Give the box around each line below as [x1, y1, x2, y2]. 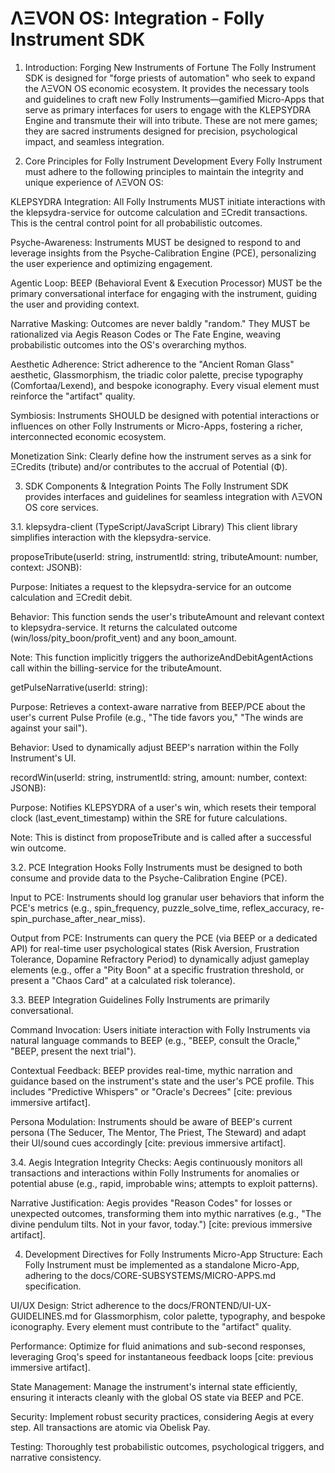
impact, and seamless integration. [24, 135, 165, 147]
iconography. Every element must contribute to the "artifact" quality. [10, 1320, 292, 1332]
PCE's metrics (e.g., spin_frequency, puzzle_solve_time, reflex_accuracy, [10, 902, 310, 914]
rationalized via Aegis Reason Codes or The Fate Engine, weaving [10, 328, 282, 340]
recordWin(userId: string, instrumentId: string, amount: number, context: [10, 771, 308, 783]
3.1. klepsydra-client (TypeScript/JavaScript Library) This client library [10, 520, 298, 532]
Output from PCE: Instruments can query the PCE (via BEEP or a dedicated [10, 932, 318, 944]
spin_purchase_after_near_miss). [10, 912, 146, 924]
